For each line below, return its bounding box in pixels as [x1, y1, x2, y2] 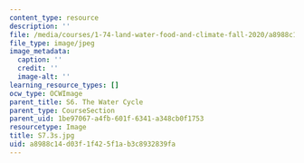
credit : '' [17, 64, 59, 73]
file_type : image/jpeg [9, 38, 95, 48]
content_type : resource [9, 13, 100, 23]
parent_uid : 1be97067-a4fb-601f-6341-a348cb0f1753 [9, 114, 204, 123]
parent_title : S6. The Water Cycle [9, 97, 144, 107]
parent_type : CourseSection [9, 106, 116, 115]
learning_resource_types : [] [9, 81, 119, 90]
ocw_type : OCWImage [9, 89, 83, 98]
